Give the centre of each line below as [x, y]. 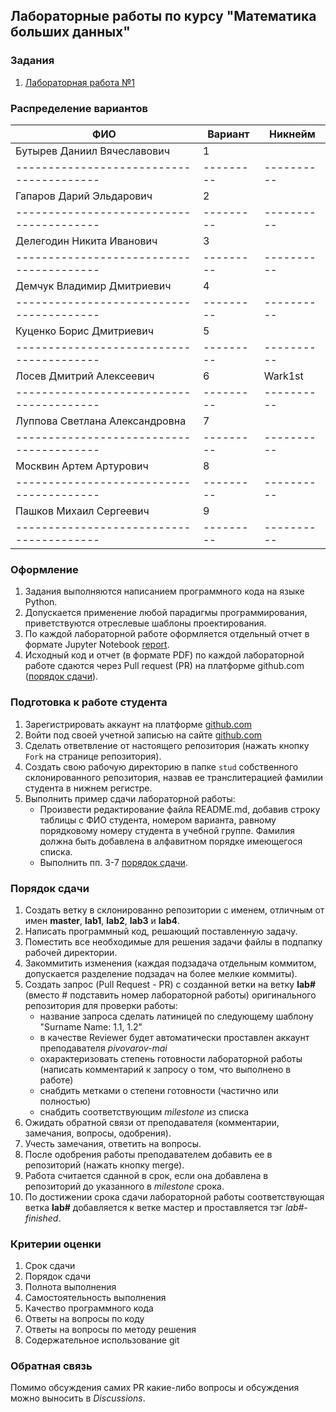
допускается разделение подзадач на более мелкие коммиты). [161, 973]
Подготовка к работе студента [89, 702]
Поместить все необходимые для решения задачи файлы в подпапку [173, 941]
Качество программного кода [89, 1308]
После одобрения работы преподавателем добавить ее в [148, 1154]
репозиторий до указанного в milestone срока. [124, 1186]
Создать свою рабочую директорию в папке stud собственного [161, 766]
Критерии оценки [56, 1244]
